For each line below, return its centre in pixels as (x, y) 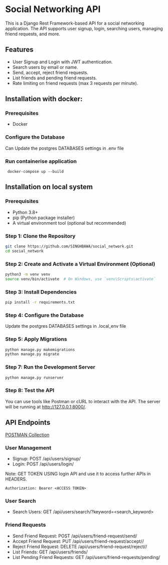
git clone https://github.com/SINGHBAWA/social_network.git (69, 247)
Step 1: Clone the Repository (40, 236)
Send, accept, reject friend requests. (50, 72)
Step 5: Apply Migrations (36, 339)
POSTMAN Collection (27, 435)
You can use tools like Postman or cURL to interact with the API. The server (83, 401)
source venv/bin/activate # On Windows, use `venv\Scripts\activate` (80, 279)
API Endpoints (28, 422)
